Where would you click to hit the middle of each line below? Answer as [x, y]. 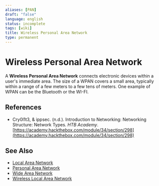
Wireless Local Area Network [42, 179]
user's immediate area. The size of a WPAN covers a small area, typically [80, 81]
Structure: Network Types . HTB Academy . [55, 124]
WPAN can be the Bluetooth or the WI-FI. [47, 92]
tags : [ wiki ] [19, 28]
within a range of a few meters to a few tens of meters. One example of [78, 86]
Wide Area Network [32, 173]
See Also [19, 151]
